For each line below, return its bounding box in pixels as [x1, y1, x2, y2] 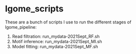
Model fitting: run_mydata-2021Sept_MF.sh [12, 43, 98, 49]
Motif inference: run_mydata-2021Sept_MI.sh [12, 38, 103, 44]
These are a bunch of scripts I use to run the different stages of [5, 19, 132, 25]
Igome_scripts [5, 3, 64, 14]
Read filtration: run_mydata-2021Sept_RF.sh [12, 33, 100, 39]
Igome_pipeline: [5, 24, 37, 30]
